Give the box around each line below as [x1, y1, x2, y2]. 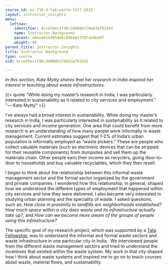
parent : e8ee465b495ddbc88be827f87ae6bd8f [14, 36, 104, 41]
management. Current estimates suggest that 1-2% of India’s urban [5, 133, 144, 139]
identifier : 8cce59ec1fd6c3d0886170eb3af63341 [14, 26, 113, 31]
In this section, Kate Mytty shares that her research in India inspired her [5, 77, 154, 83]
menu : [5, 17, 17, 22]
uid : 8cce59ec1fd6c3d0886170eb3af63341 [5, 59, 89, 64]
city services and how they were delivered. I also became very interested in [5, 191, 161, 197]
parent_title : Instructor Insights [5, 45, 80, 50]
